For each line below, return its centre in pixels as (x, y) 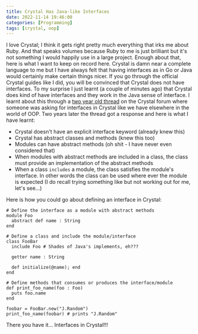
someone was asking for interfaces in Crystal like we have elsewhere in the (98, 108)
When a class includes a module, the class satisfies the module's (94, 170)
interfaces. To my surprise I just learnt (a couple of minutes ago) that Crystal (99, 89)
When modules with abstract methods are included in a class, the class (101, 157)
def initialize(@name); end (46, 267)
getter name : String (38, 257)
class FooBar (22, 242)
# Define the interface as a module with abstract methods (80, 210)
